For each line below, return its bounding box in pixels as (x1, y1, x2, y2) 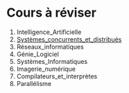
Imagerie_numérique (16, 65, 76, 73)
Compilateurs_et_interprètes (16, 71, 98, 81)
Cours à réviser (6, 5, 96, 21)
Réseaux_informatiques (16, 42, 84, 51)
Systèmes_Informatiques (16, 57, 88, 65)
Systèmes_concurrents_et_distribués (16, 35, 122, 43)
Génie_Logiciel (16, 50, 60, 58)
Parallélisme (16, 79, 52, 87)
